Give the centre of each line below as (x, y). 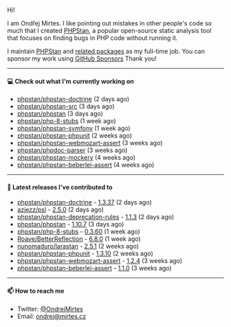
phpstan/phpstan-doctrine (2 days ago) (73, 99)
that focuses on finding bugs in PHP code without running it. (92, 38)
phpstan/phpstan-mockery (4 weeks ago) (76, 158)
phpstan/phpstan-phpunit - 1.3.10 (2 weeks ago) (85, 253)
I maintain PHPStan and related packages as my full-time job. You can (106, 51)
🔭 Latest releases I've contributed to (60, 187)
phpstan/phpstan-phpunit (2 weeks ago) (75, 136)
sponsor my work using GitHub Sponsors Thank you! (82, 59)
